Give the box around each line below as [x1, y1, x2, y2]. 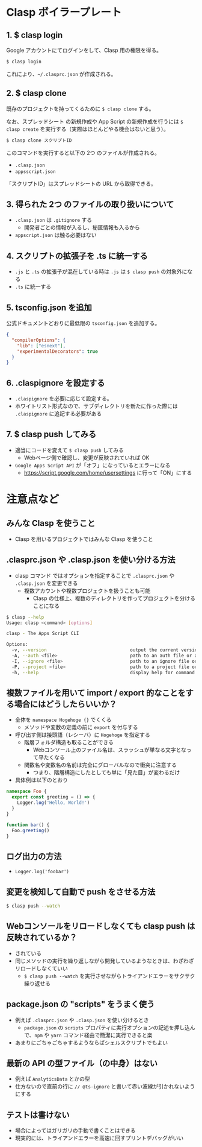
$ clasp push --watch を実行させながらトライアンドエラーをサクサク [23, 972, 195, 979]
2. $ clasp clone [6, 88, 67, 98]
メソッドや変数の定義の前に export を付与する [23, 724, 138, 731]
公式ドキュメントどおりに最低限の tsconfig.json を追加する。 [6, 320, 161, 326]
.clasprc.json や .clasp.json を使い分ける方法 [6, 555, 176, 565]
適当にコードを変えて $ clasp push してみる [14, 446, 124, 453]
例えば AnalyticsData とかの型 [14, 1075, 90, 1082]
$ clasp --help [6, 614, 44, 620]
